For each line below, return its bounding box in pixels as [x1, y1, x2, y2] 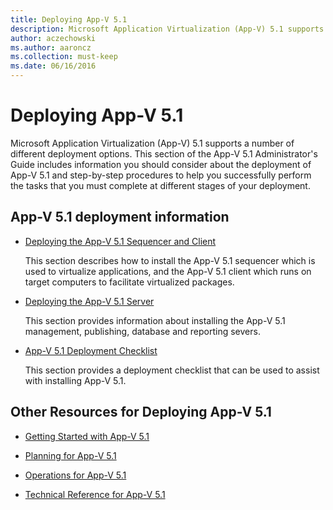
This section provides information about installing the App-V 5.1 [24, 314, 286, 326]
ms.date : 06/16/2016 [10, 61, 97, 71]
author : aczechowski [10, 33, 97, 43]
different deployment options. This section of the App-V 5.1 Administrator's [10, 147, 318, 160]
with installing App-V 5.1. [24, 374, 127, 386]
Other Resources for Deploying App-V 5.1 [10, 404, 272, 421]
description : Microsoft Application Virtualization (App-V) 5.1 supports [10, 24, 325, 34]
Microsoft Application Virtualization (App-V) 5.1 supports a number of [10, 137, 295, 149]
